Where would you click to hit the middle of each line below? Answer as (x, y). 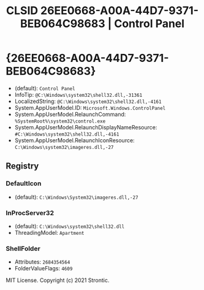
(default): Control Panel (45, 88)
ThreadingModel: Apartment (49, 232)
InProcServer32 (30, 213)
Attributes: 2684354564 (42, 262)
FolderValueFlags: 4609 (43, 269)
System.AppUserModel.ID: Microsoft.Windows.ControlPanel (90, 107)
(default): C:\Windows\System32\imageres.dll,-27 (76, 197)
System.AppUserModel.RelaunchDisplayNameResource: (86, 127)
